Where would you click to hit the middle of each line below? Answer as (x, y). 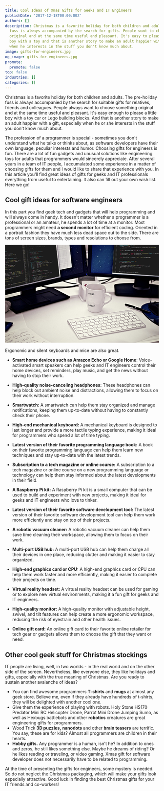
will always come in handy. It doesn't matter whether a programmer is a (77, 217)
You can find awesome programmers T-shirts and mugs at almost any (83, 692)
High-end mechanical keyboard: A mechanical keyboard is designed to (84, 425)
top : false (16, 72)
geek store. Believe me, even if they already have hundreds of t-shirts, (83, 697)
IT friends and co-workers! (32, 784)
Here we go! (18, 185)
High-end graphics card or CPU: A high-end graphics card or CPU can (84, 569)
